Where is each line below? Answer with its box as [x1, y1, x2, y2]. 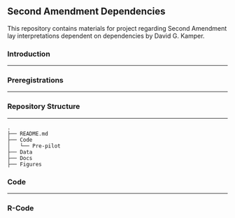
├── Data [7, 148, 33, 156]
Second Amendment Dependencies [7, 6, 166, 17]
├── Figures [7, 161, 42, 168]
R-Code [7, 203, 34, 212]
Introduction [7, 49, 50, 59]
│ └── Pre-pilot [7, 143, 61, 150]
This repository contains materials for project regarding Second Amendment [7, 24, 227, 32]
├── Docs [7, 154, 33, 161]
